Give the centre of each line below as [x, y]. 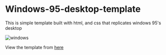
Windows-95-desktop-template [73, 9]
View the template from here [34, 47]
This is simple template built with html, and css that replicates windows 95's [83, 23]
